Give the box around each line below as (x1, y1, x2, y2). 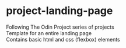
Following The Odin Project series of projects (6, 23, 115, 30)
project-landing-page (6, 4, 113, 18)
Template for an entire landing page (6, 29, 92, 36)
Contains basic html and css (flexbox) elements (6, 36, 121, 43)
